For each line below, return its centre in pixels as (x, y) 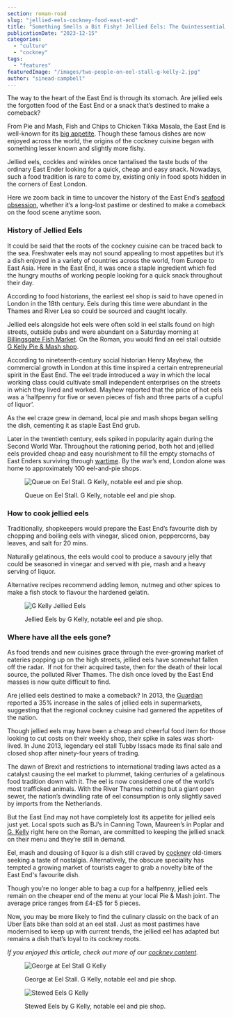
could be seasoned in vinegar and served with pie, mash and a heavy (107, 563)
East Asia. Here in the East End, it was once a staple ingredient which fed (112, 268)
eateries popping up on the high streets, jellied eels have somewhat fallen (113, 660)
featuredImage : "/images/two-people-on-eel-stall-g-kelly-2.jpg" (104, 72)
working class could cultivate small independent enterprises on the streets (114, 382)
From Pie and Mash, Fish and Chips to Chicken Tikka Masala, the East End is (116, 127)
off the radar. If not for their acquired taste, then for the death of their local (115, 667)
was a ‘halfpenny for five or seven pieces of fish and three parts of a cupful (115, 397)
